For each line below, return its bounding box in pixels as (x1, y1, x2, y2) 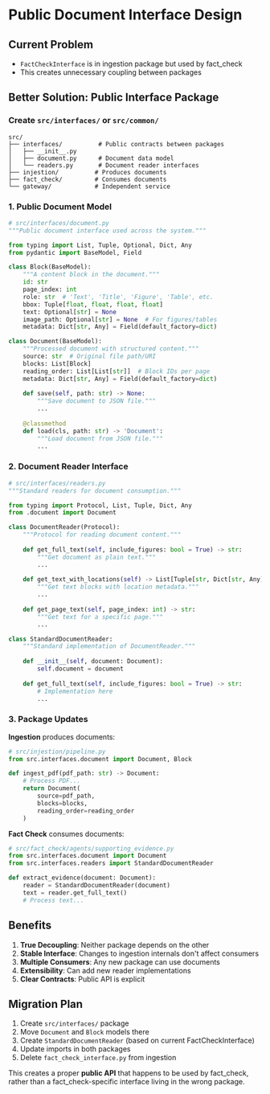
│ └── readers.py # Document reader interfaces (8, 161, 199, 170)
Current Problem (8, 38, 94, 51)
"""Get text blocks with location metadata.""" (37, 583, 199, 592)
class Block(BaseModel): (8, 263, 92, 271)
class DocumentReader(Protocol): (8, 523, 121, 531)
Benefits (8, 919, 52, 932)
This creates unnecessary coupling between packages (19, 68, 202, 77)
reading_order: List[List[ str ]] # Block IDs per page (22, 367, 211, 375)
